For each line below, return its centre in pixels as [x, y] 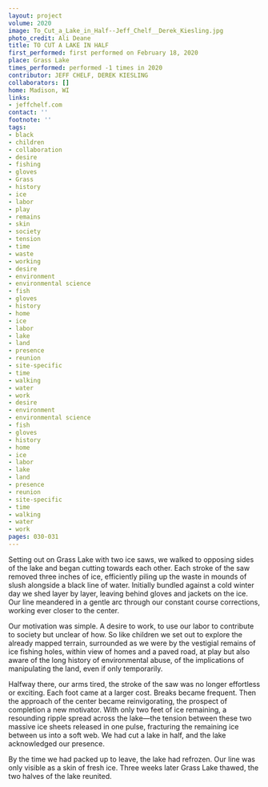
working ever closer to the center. [64, 610]
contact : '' [28, 113]
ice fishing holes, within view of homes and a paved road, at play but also [129, 651]
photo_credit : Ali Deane [50, 38]
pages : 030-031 [34, 537]
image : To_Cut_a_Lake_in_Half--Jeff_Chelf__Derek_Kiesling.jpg [116, 30]
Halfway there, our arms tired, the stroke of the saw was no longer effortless [134, 684]
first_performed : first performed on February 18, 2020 [103, 53]
